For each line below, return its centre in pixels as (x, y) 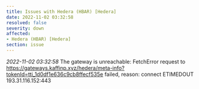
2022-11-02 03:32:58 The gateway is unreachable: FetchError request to (96, 61)
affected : (19, 34)
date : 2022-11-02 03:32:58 (40, 17)
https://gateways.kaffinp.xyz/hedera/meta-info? (65, 68)
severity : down (25, 28)
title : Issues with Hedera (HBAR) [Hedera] (61, 12)
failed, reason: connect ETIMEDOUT (149, 74)
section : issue (25, 45)
